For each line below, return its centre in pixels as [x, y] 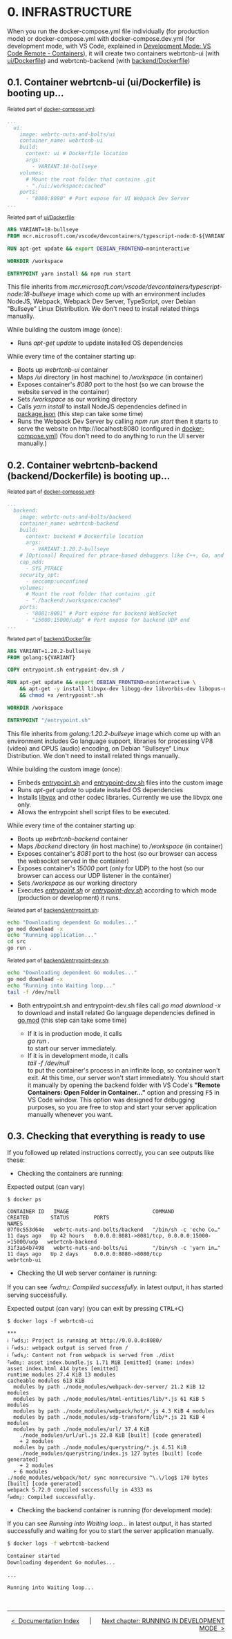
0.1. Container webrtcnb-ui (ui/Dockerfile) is [104, 83]
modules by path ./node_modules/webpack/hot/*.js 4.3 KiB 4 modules [114, 1411]
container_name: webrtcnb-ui [61, 141]
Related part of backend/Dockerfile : [49, 639]
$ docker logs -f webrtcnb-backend [58, 1544]
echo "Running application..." [52, 935]
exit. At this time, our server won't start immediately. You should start [126, 1077]
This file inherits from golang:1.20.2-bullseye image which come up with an [114, 733]
